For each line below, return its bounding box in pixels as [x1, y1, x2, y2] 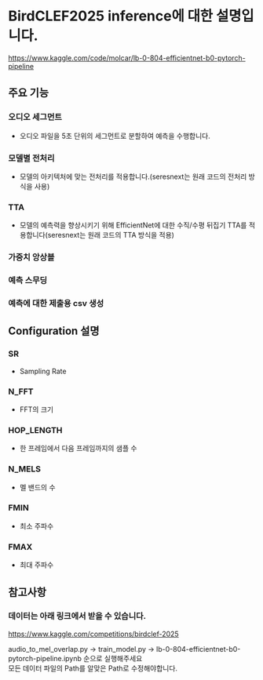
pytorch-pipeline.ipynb [8, 653, 82, 663]
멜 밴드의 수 [19, 482, 57, 492]
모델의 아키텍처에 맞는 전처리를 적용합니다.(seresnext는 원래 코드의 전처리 [19, 172, 247, 181]
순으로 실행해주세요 [83, 653, 143, 663]
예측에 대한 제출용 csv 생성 [8, 297, 104, 308]
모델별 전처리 [8, 152, 55, 163]
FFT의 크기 [19, 405, 53, 414]
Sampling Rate [19, 366, 67, 376]
